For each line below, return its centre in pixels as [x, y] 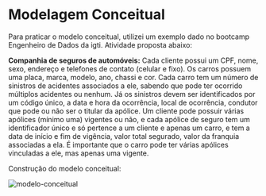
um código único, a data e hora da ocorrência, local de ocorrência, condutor [133, 102]
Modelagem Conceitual [87, 15]
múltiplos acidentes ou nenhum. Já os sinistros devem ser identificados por [132, 94]
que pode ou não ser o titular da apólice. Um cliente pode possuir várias [126, 111]
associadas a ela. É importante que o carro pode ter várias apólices [118, 144]
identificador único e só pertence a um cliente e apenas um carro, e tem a [129, 128]
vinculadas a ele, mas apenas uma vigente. [79, 153]
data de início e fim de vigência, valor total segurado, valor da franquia [124, 136]
